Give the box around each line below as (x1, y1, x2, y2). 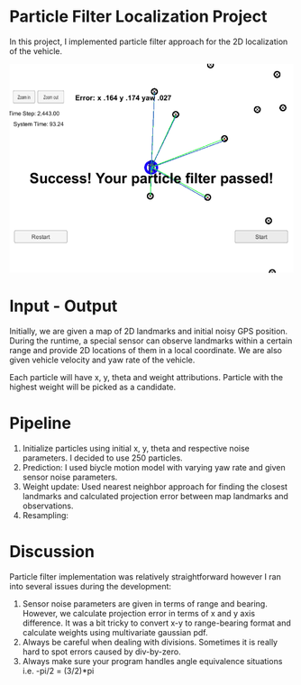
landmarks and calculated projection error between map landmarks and (22, 491, 288, 502)
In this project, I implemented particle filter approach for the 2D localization (9, 36, 288, 47)
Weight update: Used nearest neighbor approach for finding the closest (22, 481, 288, 492)
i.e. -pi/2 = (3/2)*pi (22, 665, 95, 677)
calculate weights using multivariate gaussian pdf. (22, 627, 209, 638)
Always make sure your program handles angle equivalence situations (22, 656, 283, 667)
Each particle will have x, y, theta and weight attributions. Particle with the (9, 372, 284, 383)
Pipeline (9, 413, 72, 434)
